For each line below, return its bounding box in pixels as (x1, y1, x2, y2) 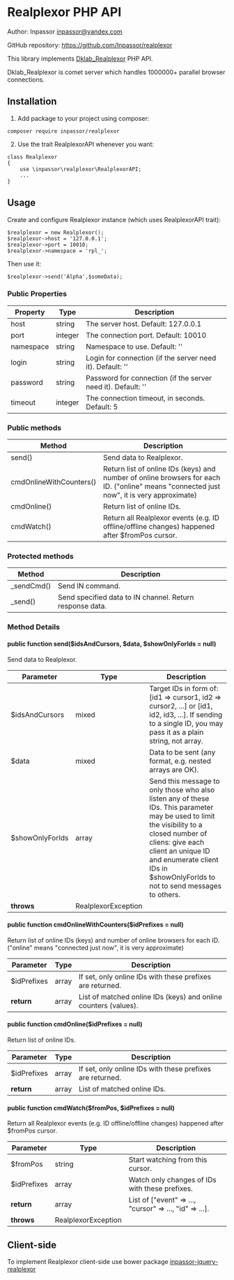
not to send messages (149, 881, 221, 891)
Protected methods (7, 551, 75, 561)
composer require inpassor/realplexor (7, 127, 120, 135)
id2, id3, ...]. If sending (149, 710, 223, 720)
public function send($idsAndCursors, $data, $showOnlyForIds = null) (7, 639, 217, 648)
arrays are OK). (149, 764, 199, 774)
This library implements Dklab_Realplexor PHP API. (7, 54, 153, 63)
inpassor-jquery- (169, 1258, 218, 1265)
